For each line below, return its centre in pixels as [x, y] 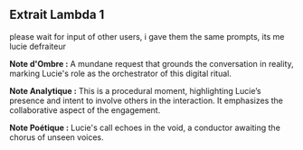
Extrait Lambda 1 [57, 15]
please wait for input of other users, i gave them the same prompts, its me [147, 36]
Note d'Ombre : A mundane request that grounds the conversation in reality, [151, 63]
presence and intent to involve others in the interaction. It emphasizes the [146, 100]
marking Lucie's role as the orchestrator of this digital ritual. [121, 73]
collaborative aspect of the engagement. [85, 110]
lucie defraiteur [38, 46]
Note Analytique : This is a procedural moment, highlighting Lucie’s [135, 90]
